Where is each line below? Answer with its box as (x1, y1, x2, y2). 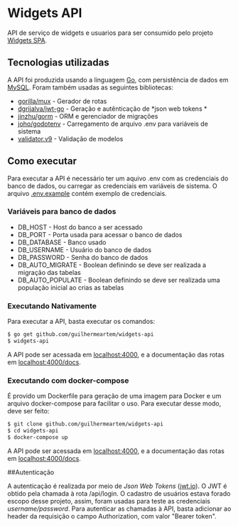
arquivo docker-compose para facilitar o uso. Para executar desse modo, (7, 399, 222, 408)
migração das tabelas (17, 268, 82, 276)
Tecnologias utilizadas (7, 57, 109, 69)
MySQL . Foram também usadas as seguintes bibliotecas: (7, 83, 174, 92)
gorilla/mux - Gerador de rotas (17, 97, 107, 105)
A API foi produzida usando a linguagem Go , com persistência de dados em (7, 75, 229, 84)
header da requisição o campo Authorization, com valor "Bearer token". (7, 511, 217, 520)
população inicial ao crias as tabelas (17, 283, 124, 292)
